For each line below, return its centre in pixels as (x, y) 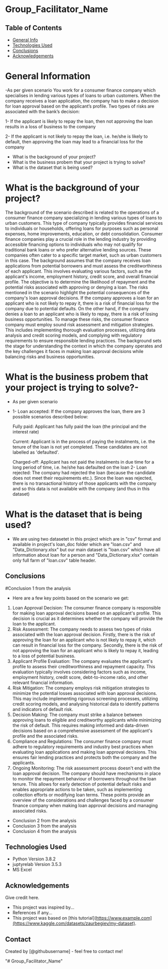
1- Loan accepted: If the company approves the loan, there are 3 (79, 411)
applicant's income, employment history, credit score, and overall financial (82, 276)
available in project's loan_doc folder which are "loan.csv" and (77, 544)
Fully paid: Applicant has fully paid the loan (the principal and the (79, 426)
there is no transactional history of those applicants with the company (84, 483)
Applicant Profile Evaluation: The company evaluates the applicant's (82, 661)
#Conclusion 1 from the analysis (38, 588)
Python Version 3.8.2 (34, 859)
